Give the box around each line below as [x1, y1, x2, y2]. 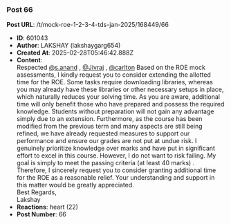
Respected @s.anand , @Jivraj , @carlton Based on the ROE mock [16, 64, 205, 72]
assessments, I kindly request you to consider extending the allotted [16, 71, 212, 79]
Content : [16, 56, 43, 64]
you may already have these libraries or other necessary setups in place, [16, 85, 224, 94]
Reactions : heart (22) [16, 203, 79, 212]
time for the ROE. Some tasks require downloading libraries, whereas [16, 78, 214, 86]
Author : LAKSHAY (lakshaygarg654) [16, 41, 121, 50]
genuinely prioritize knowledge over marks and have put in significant [16, 144, 216, 153]
